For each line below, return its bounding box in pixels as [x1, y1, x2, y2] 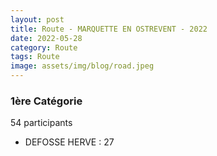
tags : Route [10, 52, 60, 62]
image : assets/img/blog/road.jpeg [10, 61, 155, 71]
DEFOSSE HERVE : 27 [24, 136, 115, 148]
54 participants [10, 117, 73, 129]
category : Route [10, 42, 78, 53]
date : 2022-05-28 [10, 33, 83, 43]
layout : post [10, 14, 65, 25]
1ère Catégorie [10, 94, 83, 108]
